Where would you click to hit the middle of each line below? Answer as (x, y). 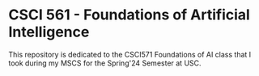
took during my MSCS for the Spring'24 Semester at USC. (105, 63)
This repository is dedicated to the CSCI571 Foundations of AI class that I (130, 54)
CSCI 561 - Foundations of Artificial (129, 15)
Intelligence (49, 32)
